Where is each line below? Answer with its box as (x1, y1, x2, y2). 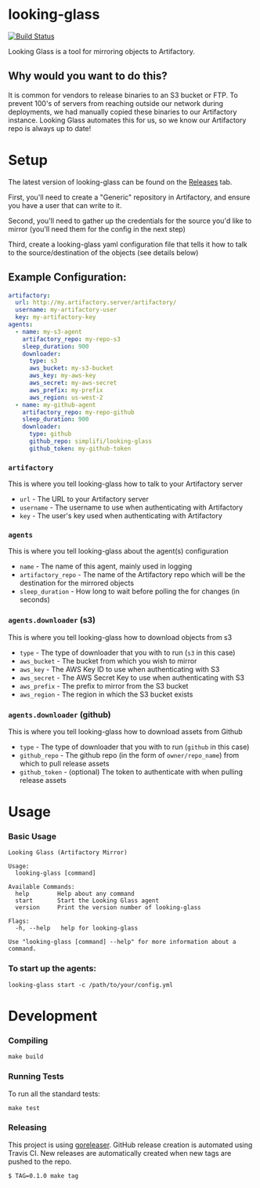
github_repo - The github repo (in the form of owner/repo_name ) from (19, 750, 240, 759)
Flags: (8, 917, 30, 926)
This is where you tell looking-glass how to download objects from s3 (8, 632, 233, 642)
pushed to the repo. (8, 1157, 72, 1166)
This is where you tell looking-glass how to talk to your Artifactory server (8, 479, 243, 488)
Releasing (8, 1122, 47, 1133)
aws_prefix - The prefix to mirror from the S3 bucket (19, 681, 189, 690)
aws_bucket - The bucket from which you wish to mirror (19, 656, 197, 665)
